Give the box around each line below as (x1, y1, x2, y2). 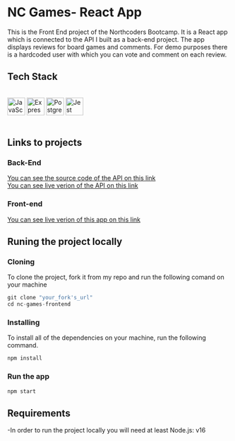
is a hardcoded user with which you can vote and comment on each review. (7, 50, 227, 59)
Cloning (7, 257, 35, 267)
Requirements (7, 407, 71, 419)
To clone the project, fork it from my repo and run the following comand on (7, 273, 224, 282)
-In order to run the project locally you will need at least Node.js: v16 (7, 426, 206, 435)
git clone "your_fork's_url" (7, 294, 93, 302)
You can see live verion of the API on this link (7, 181, 139, 190)
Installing (7, 318, 40, 328)
